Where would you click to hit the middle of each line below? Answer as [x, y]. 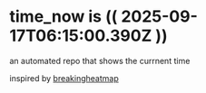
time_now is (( [64, 17]
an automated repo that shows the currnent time [100, 60]
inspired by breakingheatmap [64, 78]
